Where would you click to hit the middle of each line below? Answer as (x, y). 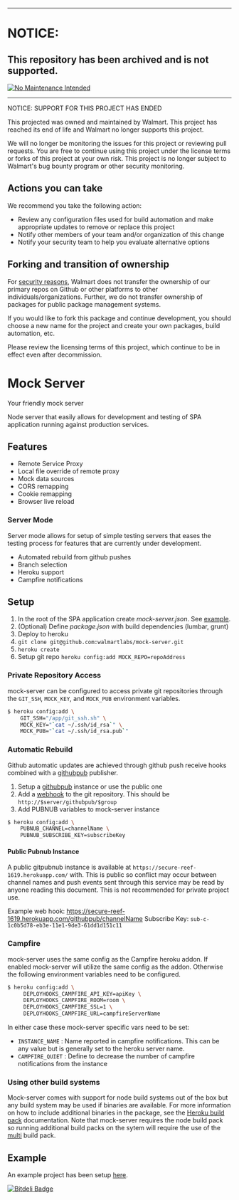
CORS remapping (43, 486)
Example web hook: (36, 911)
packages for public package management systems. (84, 304)
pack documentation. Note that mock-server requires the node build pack (115, 1120)
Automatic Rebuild (40, 749)
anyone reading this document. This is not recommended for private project (118, 890)
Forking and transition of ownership (88, 264)
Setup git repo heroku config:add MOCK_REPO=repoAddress (102, 657)
